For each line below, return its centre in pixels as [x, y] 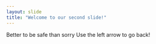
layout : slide [24, 12]
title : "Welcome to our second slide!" [57, 17]
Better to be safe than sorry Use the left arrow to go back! [78, 34]
